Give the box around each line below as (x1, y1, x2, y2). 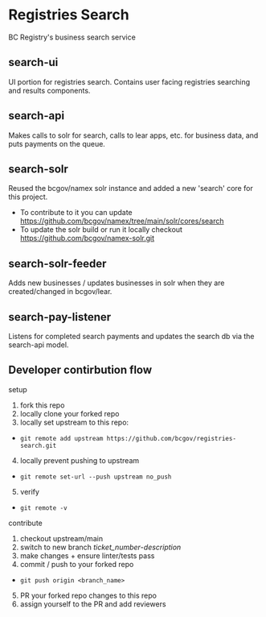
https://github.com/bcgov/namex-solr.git (19, 234, 155, 243)
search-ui (8, 56, 59, 69)
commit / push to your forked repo (19, 559, 134, 569)
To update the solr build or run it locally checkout (19, 225, 183, 234)
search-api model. (8, 340, 69, 350)
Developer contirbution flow (8, 363, 153, 377)
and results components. (8, 85, 91, 95)
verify (19, 487, 40, 496)
